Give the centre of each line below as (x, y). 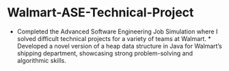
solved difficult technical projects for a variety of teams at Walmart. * (114, 38)
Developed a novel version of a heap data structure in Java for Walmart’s (119, 46)
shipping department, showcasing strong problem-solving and (105, 53)
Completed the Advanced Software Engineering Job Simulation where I (117, 31)
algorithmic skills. (41, 60)
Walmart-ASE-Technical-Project (100, 13)
